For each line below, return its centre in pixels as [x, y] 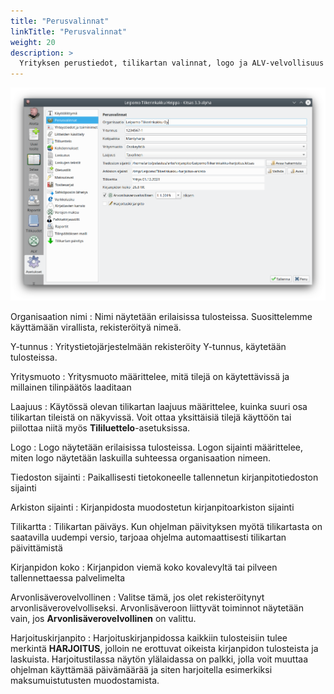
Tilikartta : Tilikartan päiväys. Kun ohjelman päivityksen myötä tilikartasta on [166, 526]
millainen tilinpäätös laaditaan [71, 387]
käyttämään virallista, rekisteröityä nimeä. [96, 327]
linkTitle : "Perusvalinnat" [69, 31]
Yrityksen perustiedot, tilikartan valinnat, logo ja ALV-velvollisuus [172, 63]
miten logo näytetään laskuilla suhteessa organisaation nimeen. [141, 457]
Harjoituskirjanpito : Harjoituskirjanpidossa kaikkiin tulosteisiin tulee [149, 637]
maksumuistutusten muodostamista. [85, 680]
